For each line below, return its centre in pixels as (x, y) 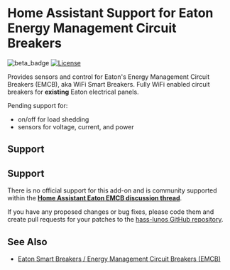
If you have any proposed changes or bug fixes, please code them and (111, 212)
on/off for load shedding (53, 119)
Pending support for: (38, 105)
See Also (27, 242)
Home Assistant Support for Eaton (110, 13)
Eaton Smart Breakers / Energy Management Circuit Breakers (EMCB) (119, 259)
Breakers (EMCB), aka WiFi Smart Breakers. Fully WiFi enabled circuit (109, 84)
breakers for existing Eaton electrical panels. (73, 92)
